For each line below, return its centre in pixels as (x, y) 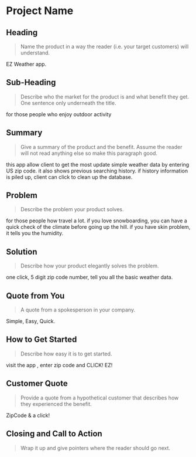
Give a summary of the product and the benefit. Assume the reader (101, 147)
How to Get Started (42, 339)
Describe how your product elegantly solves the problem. (90, 266)
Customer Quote (37, 383)
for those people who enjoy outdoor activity (59, 114)
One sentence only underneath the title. (68, 103)
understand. (35, 53)
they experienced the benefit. (56, 404)
